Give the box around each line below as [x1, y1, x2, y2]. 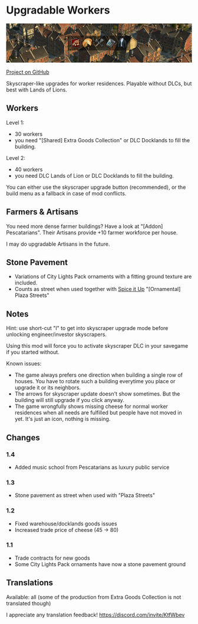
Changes [6, 432, 40, 443]
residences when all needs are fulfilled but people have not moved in [14, 409, 183, 416]
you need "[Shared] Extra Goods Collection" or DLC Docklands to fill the [14, 136, 190, 143]
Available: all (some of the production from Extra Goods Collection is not [6, 593, 181, 600]
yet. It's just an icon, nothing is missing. [14, 416, 111, 423]
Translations [6, 578, 54, 588]
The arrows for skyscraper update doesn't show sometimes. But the [14, 390, 180, 397]
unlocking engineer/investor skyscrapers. [6, 331, 107, 338]
